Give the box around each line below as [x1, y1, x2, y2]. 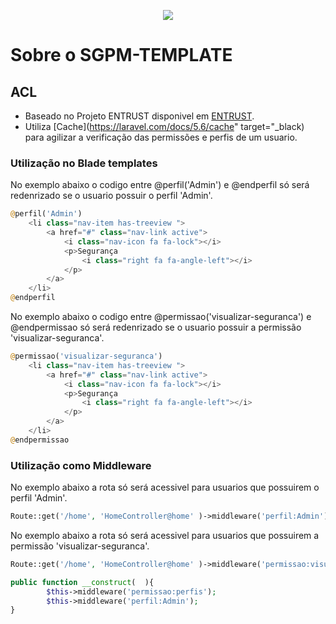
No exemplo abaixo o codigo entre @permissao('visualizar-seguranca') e [10, 311, 312, 323]
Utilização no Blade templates [10, 156, 158, 170]
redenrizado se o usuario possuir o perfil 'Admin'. [10, 190, 213, 202]
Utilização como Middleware [10, 458, 152, 472]
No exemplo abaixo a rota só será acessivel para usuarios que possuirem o [10, 481, 320, 494]
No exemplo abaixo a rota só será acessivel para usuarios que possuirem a [10, 529, 320, 541]
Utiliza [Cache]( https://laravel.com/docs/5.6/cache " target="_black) [24, 121, 305, 132]
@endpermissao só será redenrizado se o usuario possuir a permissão [10, 321, 302, 334]
